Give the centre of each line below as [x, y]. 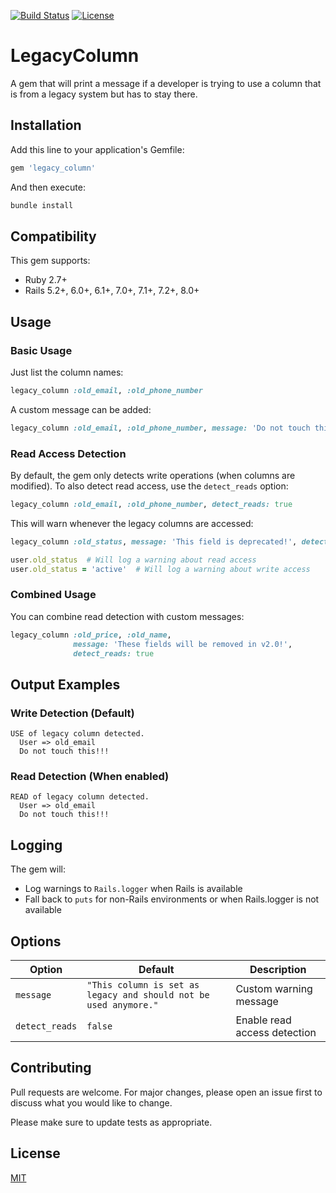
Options [36, 941]
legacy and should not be [148, 995]
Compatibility [53, 236]
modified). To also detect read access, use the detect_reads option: [149, 486]
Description [278, 970]
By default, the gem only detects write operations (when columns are [153, 476]
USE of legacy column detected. [77, 734]
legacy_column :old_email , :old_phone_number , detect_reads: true [151, 505]
